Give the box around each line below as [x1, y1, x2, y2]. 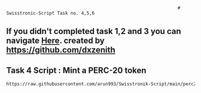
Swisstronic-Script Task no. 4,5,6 [6, 10, 95, 16]
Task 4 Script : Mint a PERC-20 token [6, 65, 147, 75]
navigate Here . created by [6, 36, 105, 46]
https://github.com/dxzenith [6, 45, 115, 55]
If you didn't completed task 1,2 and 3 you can [6, 26, 181, 36]
